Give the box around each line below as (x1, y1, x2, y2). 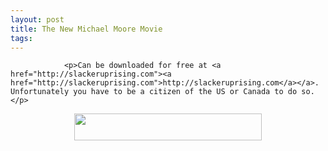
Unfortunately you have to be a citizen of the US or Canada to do (10, 87, 298, 97)
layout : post (10, 14, 65, 25)
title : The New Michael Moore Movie (10, 24, 163, 34)
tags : (10, 33, 33, 43)
